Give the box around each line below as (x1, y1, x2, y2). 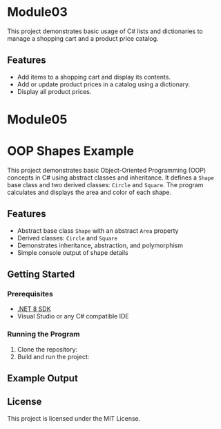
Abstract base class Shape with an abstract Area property (17, 226, 179, 235)
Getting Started (7, 269, 75, 280)
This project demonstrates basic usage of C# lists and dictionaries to (7, 27, 204, 35)
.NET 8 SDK (17, 305, 51, 313)
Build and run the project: (17, 352, 90, 361)
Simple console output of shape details (17, 248, 129, 256)
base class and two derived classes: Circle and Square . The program (7, 180, 204, 189)
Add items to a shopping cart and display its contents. (17, 73, 171, 81)
